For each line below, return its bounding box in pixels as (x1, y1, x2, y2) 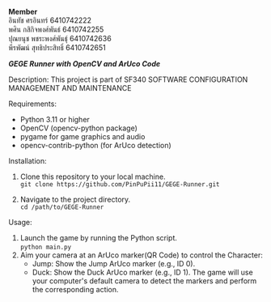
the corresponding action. (32, 285, 119, 294)
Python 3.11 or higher (19, 115, 91, 124)
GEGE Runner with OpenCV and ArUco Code (8, 59, 161, 68)
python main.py (19, 243, 72, 251)
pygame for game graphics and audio (19, 132, 146, 141)
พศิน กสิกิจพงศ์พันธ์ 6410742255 (8, 24, 104, 34)
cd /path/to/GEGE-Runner (19, 203, 104, 211)
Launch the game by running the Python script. (19, 233, 178, 242)
